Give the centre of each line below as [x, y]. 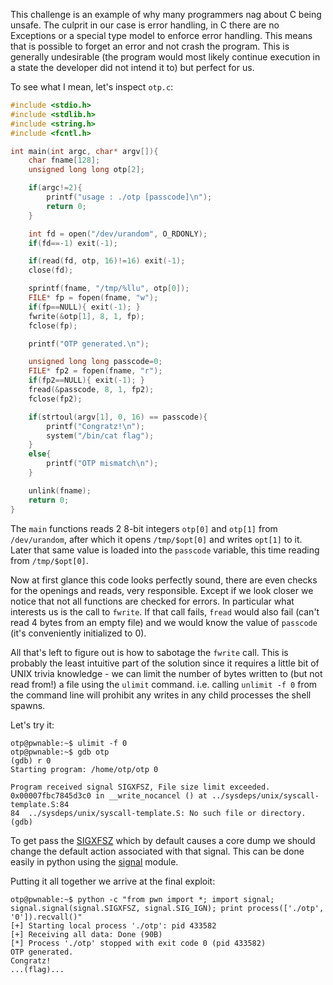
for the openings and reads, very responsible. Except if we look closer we [162, 590]
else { [40, 454]
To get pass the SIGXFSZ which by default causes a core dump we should [163, 840]
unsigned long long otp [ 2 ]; [86, 170]
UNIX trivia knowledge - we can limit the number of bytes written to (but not [166, 673]
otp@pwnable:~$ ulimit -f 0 [69, 743]
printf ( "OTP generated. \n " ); [89, 344]
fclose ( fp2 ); [55, 399]
